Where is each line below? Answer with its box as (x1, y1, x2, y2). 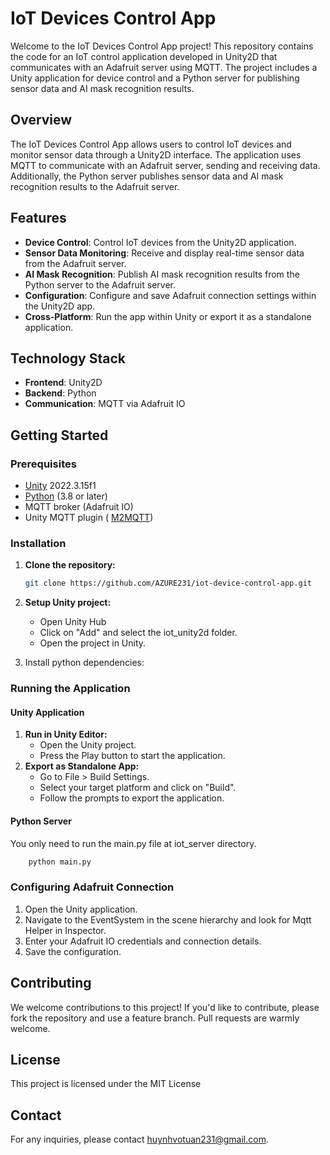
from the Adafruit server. (24, 257, 127, 269)
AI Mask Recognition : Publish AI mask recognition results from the (24, 268, 300, 280)
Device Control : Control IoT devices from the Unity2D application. (24, 236, 297, 248)
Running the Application (10, 682, 131, 696)
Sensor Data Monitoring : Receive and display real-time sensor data (24, 247, 305, 259)
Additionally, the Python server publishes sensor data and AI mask (10, 170, 284, 182)
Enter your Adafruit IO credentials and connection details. (24, 935, 262, 947)
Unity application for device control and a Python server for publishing (10, 72, 300, 84)
